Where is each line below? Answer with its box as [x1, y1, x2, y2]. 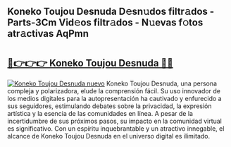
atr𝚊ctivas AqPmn [7, 28, 89, 40]
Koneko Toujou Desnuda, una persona [106, 79, 217, 88]
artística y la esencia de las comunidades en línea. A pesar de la [7, 110, 194, 117]
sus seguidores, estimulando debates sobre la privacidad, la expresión [7, 102, 213, 110]
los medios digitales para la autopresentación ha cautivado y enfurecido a [7, 95, 222, 102]
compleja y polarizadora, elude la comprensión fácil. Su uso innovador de [7, 87, 220, 95]
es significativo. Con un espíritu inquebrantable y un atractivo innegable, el [7, 124, 225, 133]
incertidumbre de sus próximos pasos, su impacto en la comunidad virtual [7, 117, 222, 125]
